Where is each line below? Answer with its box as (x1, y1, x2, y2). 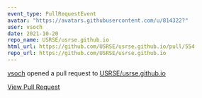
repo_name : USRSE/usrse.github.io (7, 37, 110, 44)
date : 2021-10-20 (7, 30, 59, 37)
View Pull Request (7, 82, 60, 91)
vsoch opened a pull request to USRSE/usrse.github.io (7, 68, 167, 78)
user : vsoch (7, 23, 43, 30)
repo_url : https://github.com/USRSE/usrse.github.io (7, 50, 167, 57)
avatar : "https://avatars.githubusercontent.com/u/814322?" (7, 17, 189, 24)
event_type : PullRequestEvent (7, 10, 97, 18)
